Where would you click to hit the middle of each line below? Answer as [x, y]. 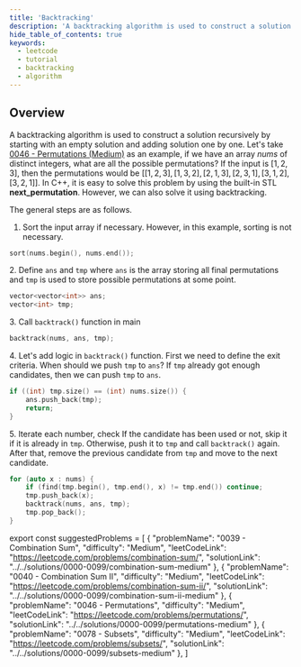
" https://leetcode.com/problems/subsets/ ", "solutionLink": [117, 643]
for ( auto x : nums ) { [52, 479]
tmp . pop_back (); [56, 513]
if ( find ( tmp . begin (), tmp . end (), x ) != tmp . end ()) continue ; [144, 488]
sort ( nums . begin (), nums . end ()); [72, 253]
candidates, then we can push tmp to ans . [85, 375]
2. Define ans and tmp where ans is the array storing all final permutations [144, 270]
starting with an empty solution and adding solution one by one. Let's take [146, 144]
